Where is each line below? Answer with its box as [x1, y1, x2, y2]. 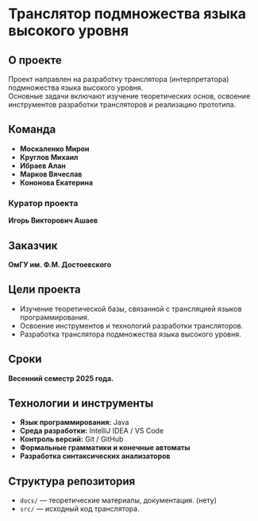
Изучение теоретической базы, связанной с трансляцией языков [19, 304, 242, 313]
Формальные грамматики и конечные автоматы [19, 443, 191, 453]
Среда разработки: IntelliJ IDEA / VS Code [19, 426, 164, 436]
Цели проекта [8, 283, 81, 297]
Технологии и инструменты [8, 396, 154, 410]
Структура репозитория [8, 474, 136, 488]
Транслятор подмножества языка [8, 5, 247, 23]
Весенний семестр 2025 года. [8, 373, 114, 383]
